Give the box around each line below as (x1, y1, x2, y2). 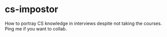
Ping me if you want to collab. (5, 25, 67, 31)
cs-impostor (5, 4, 59, 15)
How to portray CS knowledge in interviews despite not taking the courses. (5, 20, 162, 26)
